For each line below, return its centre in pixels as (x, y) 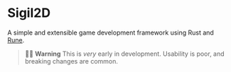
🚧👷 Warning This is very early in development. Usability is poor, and (125, 54)
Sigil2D (29, 13)
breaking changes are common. (71, 61)
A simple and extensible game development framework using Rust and (111, 32)
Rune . (16, 40)
